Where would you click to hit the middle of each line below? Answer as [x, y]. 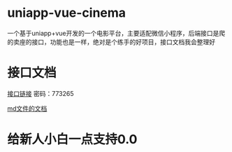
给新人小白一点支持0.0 [72, 140]
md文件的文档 [27, 108]
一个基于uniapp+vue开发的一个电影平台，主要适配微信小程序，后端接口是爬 [116, 33]
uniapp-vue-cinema [67, 13]
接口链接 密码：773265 [41, 93]
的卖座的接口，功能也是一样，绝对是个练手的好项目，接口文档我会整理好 [111, 42]
